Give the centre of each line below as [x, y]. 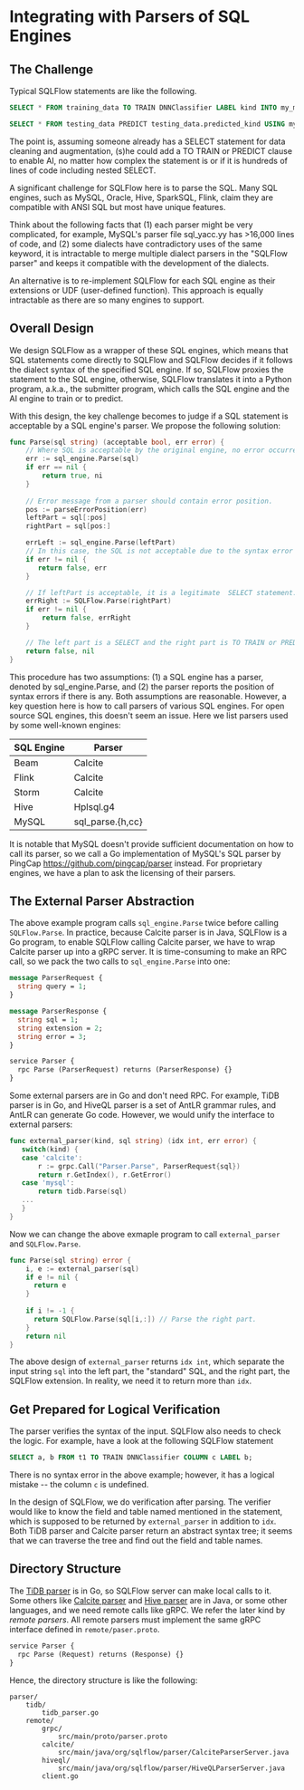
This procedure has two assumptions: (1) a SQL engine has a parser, [137, 677]
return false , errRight [86, 618]
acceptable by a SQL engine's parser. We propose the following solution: [145, 425]
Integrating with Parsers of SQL [130, 17]
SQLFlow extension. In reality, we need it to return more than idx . [130, 1381]
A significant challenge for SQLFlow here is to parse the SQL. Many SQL [144, 188]
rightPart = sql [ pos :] [68, 526]
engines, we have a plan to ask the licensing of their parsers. [123, 872]
